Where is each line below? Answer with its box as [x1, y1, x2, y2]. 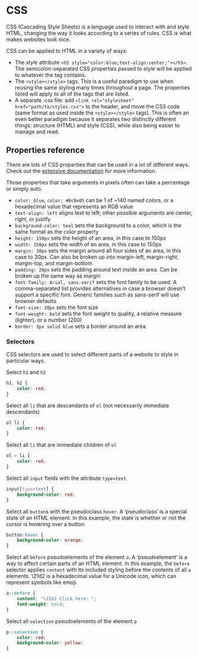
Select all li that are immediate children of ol [6, 441, 117, 448]
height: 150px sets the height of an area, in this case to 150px [14, 234, 167, 241]
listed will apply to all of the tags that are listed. [14, 90, 130, 97]
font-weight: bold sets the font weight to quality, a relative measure [14, 310, 182, 317]
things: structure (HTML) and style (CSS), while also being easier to [14, 122, 180, 129]
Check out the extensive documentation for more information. [6, 167, 157, 174]
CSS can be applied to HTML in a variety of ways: [6, 47, 127, 54]
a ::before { [6, 591, 36, 597]
